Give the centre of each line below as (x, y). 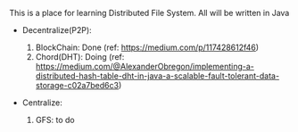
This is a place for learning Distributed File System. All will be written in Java (149, 13)
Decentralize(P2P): (57, 30)
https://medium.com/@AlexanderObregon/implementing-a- (145, 66)
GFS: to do (55, 120)
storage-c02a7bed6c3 (77, 85)
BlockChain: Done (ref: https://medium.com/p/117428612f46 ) (147, 47)
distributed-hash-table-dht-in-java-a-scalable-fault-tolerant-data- (157, 76)
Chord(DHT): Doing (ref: (80, 57)
